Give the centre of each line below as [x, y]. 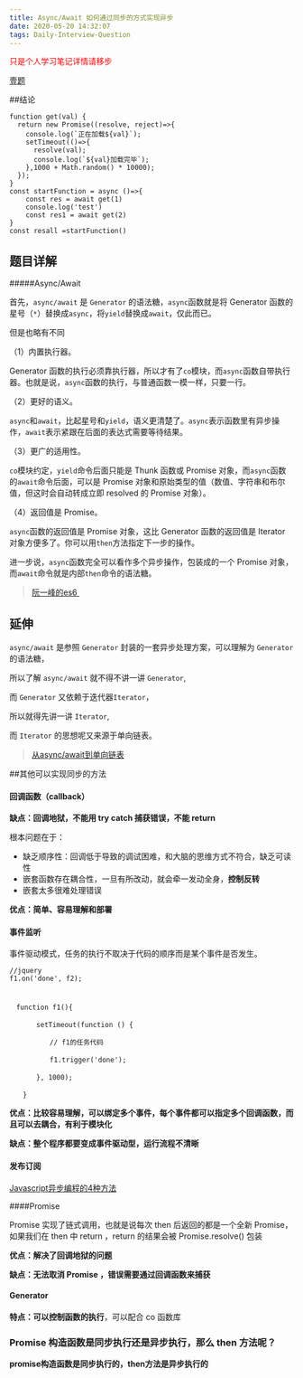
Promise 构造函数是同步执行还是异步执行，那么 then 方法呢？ [143, 1342]
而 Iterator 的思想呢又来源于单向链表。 [83, 735]
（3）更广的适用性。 [47, 451]
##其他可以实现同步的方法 [58, 774]
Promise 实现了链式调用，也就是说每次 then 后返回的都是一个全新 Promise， [151, 1224]
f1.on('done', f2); [46, 979]
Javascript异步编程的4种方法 [63, 1188]
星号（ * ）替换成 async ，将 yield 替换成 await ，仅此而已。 [113, 314]
